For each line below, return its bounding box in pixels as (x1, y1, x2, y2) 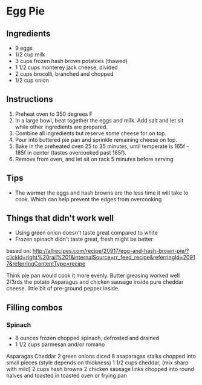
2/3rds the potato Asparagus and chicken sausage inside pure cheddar (6, 278, 184, 286)
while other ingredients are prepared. (15, 123, 108, 130)
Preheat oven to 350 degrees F (15, 110, 93, 118)
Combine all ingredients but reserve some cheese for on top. (15, 129, 167, 137)
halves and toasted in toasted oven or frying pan (6, 372, 127, 380)
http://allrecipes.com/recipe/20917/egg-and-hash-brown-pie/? (32, 247, 189, 255)
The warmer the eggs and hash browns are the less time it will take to (15, 189, 189, 196)
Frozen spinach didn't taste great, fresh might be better (15, 235, 153, 243)
